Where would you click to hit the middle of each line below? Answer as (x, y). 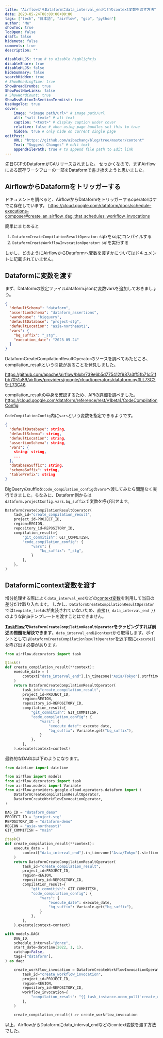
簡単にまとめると (22, 226)
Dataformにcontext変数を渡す (51, 586)
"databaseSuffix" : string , (37, 465)
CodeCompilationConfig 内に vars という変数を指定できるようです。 (70, 416)
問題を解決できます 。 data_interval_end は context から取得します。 (80, 633)
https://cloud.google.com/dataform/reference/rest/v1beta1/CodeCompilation (81, 400)
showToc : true (19, 28)
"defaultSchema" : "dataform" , (40, 308)
